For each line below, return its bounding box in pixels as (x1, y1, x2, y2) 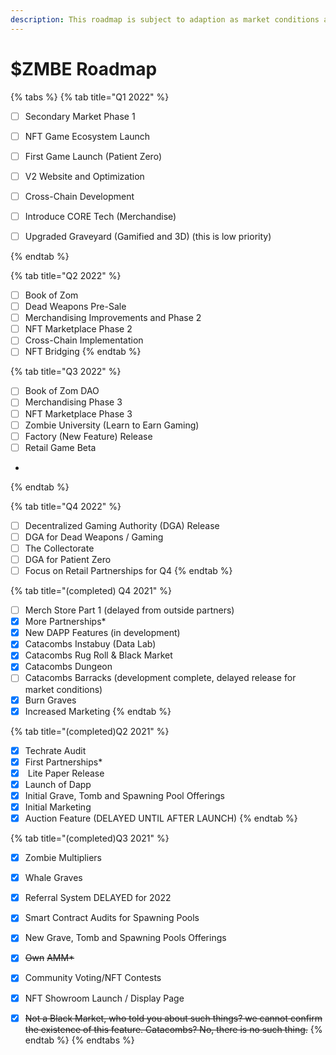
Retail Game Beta (24, 441, 97, 453)
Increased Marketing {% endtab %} (24, 705, 172, 717)
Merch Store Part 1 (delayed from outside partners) (24, 604, 235, 616)
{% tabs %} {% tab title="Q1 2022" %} (10, 91, 170, 103)
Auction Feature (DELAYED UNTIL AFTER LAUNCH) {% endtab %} (24, 812, 298, 824)
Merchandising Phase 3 (24, 396, 123, 408)
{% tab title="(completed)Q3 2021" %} (10, 832, 170, 845)
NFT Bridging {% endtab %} (24, 346, 142, 358)
